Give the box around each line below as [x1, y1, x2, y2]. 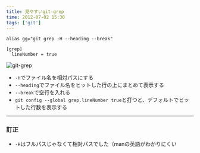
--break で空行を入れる [14, 89, 70, 96]
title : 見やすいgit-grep [6, 8, 64, 15]
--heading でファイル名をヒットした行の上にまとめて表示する [14, 81, 165, 89]
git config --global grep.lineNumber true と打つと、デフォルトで [14, 96, 179, 104]
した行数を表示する [20, 104, 67, 111]
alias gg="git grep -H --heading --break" [6, 36, 113, 42]
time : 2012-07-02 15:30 [6, 14, 65, 20]
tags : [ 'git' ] [6, 20, 42, 26]
